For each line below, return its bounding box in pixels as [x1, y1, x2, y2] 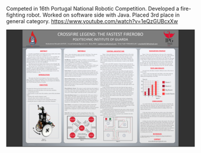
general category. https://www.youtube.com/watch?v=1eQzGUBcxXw [6, 18, 178, 24]
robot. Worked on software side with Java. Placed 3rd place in [26, 11, 180, 18]
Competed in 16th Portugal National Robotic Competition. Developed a [6, 5, 179, 12]
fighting [6, 11, 26, 18]
